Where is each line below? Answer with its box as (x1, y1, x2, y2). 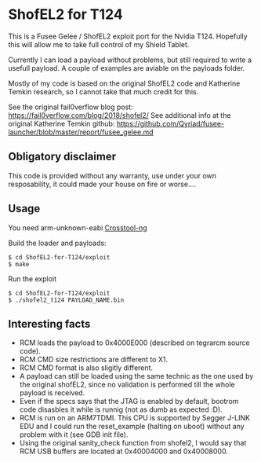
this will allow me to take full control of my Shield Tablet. (8, 39, 190, 49)
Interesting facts (8, 317, 91, 331)
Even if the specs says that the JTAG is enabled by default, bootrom (19, 397, 239, 406)
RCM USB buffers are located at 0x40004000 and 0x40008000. (19, 446, 229, 456)
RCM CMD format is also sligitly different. (19, 363, 154, 372)
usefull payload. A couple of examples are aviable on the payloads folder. (8, 63, 245, 72)
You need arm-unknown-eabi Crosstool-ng (8, 222, 147, 233)
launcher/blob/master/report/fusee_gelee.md (8, 127, 154, 137)
